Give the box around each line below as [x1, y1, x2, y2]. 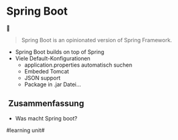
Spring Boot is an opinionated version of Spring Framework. [21, 36, 172, 43]
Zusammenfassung [8, 98, 84, 109]
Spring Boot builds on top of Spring [15, 48, 105, 56]
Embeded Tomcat [24, 67, 69, 75]
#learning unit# [6, 127, 45, 134]
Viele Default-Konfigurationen [15, 54, 91, 62]
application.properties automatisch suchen [24, 61, 133, 68]
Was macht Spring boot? [15, 114, 78, 122]
